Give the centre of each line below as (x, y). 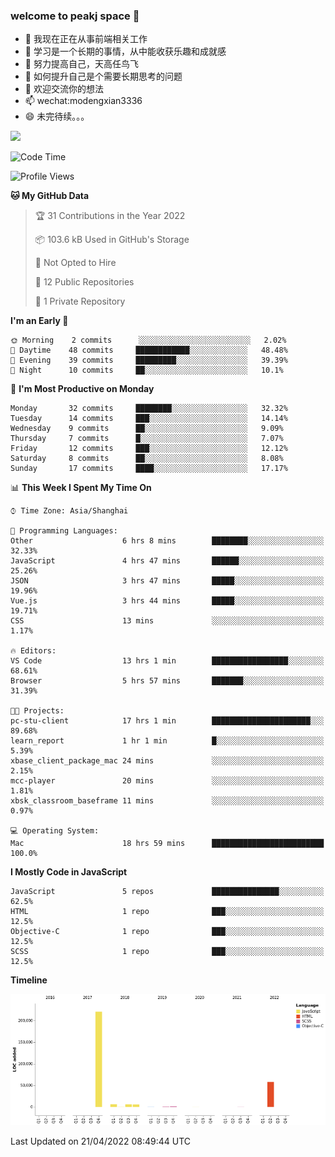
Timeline (29, 980)
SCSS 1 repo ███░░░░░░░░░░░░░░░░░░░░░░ (167, 952)
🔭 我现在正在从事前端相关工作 (86, 39)
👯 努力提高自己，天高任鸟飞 (81, 64)
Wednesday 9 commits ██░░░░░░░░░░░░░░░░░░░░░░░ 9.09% (147, 429)
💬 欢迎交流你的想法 (64, 89)
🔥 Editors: (33, 651)
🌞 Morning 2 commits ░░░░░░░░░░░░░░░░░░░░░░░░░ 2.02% (148, 340)
